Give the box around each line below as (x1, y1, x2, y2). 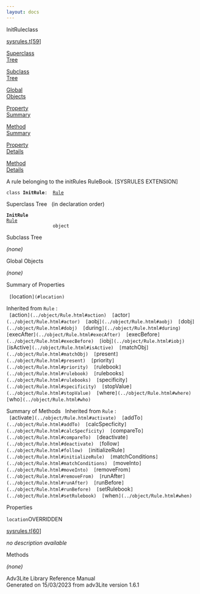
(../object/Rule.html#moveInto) (6, 467, 88, 473)
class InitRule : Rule (6, 189, 64, 196)
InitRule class (6, 26, 38, 33)
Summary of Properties (6, 280, 65, 288)
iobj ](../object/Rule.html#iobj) (101, 337, 185, 344)
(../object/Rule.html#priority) (6, 364, 88, 370)
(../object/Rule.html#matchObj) (6, 351, 88, 358)
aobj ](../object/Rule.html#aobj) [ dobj (88, 317, 192, 324)
